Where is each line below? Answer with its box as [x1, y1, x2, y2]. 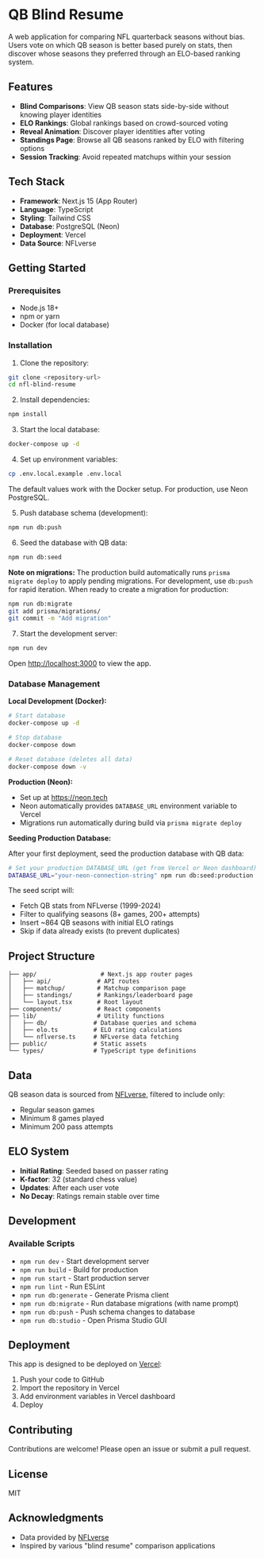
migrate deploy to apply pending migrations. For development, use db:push [8, 576, 254, 586]
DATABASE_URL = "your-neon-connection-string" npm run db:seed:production [8, 872, 254, 880]
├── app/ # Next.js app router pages [8, 971, 193, 979]
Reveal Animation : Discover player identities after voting [19, 126, 205, 136]
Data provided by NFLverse [19, 1532, 109, 1542]
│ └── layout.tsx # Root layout [8, 999, 144, 1007]
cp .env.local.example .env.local [8, 470, 123, 478]
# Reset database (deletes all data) [8, 755, 133, 764]
